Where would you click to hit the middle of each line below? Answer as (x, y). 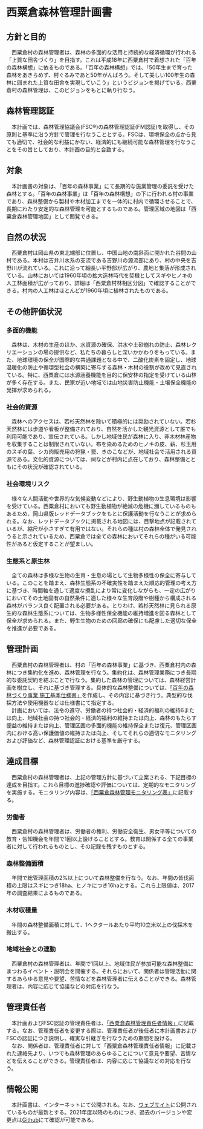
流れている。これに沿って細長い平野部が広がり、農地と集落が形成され (109, 268)
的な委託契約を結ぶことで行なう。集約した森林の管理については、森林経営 (99, 680)
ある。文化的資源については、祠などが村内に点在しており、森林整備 (101, 459)
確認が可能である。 (73, 1120)
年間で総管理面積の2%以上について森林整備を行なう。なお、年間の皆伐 (100, 878)
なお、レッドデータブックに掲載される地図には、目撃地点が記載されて (109, 521)
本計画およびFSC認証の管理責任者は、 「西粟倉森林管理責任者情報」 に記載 (103, 1023)
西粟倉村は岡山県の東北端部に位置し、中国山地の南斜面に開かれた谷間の (101, 253)
